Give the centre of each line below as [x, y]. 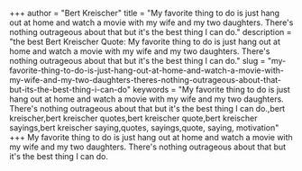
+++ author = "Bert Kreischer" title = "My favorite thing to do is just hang [145, 13]
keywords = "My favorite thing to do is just [211, 90]
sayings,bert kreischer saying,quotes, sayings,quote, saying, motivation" [144, 128]
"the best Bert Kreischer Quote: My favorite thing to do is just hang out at [145, 41]
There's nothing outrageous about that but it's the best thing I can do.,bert [147, 108]
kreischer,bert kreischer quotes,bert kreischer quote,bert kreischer [133, 118]
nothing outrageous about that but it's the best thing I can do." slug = [137, 61]
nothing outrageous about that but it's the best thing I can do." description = [151, 32]
